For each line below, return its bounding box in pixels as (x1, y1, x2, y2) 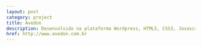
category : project (6, 14, 52, 20)
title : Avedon (6, 20, 42, 26)
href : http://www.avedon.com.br (6, 31, 87, 37)
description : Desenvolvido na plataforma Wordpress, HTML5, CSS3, (6, 25, 176, 32)
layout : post (6, 8, 39, 15)
